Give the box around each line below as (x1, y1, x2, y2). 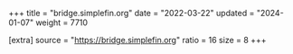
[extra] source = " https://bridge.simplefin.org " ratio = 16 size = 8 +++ (8, 35, 268, 45)
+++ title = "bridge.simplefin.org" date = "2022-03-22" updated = (8, 8, 255, 18)
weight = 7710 (34, 17, 88, 28)
